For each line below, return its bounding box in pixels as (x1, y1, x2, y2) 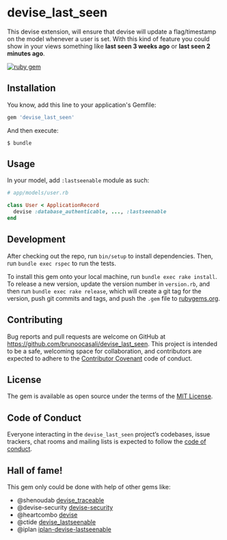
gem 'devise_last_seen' (7, 114, 75, 121)
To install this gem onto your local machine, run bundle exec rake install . (7, 272, 217, 280)
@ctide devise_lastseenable (16, 518, 96, 526)
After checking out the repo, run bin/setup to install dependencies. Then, (7, 251, 213, 260)
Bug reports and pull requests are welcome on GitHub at (7, 332, 166, 341)
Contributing (7, 314, 63, 326)
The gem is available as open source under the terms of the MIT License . (7, 392, 213, 400)
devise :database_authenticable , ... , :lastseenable (13, 208, 167, 215)
